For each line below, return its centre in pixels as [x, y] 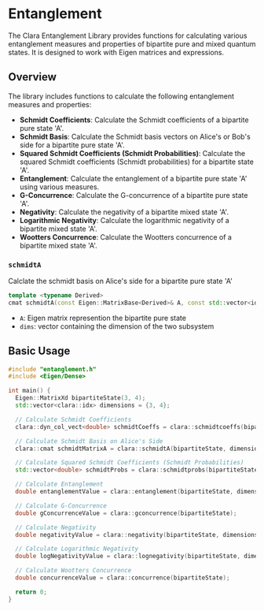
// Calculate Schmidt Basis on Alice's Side [89, 441]
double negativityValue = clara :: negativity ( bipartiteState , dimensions [137, 535]
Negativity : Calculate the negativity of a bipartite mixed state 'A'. [124, 212]
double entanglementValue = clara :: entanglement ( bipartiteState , [125, 492]
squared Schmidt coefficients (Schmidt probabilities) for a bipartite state [136, 162]
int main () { [29, 391]
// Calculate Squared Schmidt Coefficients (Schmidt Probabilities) [130, 463]
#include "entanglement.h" [52, 369]
